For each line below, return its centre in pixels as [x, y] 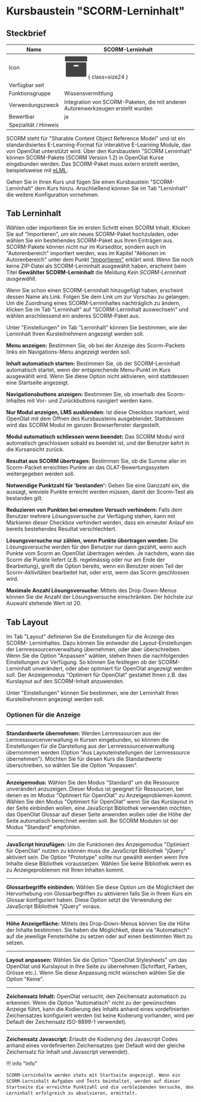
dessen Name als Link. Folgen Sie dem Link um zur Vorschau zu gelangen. [98, 297]
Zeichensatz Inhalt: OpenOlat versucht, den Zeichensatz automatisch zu [96, 996]
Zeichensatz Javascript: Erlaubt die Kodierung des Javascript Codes [92, 1039]
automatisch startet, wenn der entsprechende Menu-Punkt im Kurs [88, 370]
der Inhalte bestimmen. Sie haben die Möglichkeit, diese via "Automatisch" [98, 930]
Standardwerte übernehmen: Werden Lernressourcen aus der [84, 733]
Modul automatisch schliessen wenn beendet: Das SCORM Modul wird [95, 437]
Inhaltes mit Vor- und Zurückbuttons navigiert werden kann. [80, 401]
